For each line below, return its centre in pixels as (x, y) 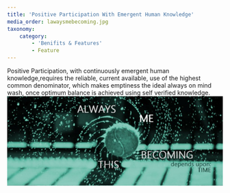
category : (34, 36)
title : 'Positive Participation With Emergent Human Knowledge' (101, 14)
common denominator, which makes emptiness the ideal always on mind (110, 85)
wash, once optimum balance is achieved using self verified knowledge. (109, 93)
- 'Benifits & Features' (67, 43)
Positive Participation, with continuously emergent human (88, 71)
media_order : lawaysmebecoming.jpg (58, 22)
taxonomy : (21, 29)
